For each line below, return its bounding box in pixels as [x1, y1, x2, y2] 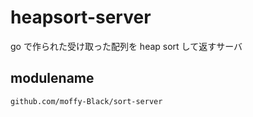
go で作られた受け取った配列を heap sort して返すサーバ [10, 40, 243, 52]
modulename [10, 70, 95, 87]
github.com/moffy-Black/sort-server [10, 96, 163, 106]
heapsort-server [10, 6, 152, 29]
